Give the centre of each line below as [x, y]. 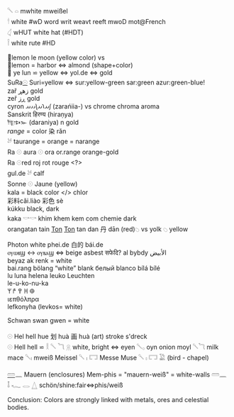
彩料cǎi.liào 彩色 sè [35, 201]
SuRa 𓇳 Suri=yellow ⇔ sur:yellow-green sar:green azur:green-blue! [106, 82]
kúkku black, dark [33, 208]
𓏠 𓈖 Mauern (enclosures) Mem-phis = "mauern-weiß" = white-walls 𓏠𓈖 [117, 374]
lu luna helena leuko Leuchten [51, 276]
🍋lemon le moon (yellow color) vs [56, 57]
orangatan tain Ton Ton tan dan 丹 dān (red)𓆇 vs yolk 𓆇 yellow [98, 229]
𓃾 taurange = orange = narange [54, 141]
